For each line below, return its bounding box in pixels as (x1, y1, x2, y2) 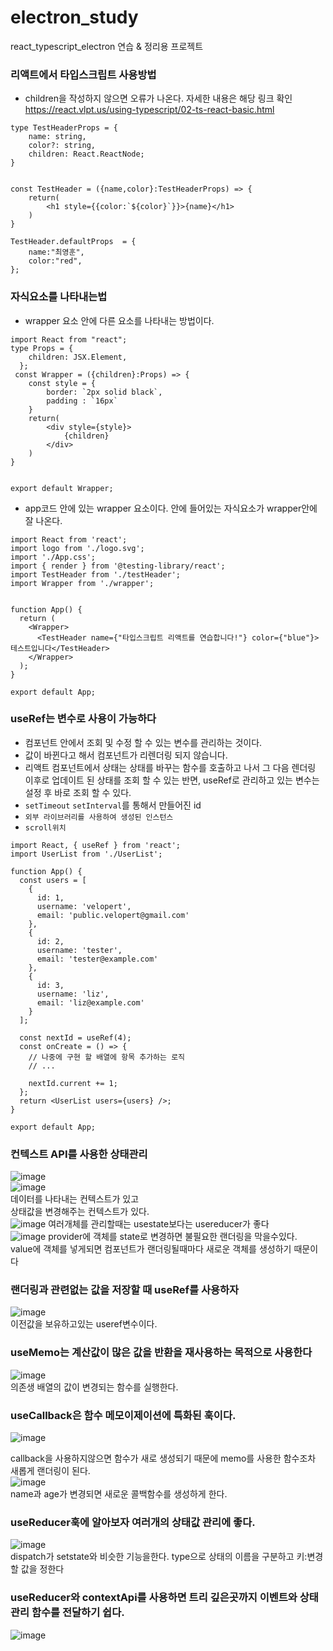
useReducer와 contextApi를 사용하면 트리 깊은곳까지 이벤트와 (10, 1591, 298, 1605)
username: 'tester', (36, 945, 123, 955)
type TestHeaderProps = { (10, 123, 118, 133)
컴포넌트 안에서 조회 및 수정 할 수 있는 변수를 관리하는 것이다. (24, 736, 263, 748)
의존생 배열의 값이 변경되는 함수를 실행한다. (10, 1381, 179, 1393)
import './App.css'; (10, 552, 97, 562)
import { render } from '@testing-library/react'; (10, 561, 226, 571)
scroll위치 (24, 822, 67, 833)
